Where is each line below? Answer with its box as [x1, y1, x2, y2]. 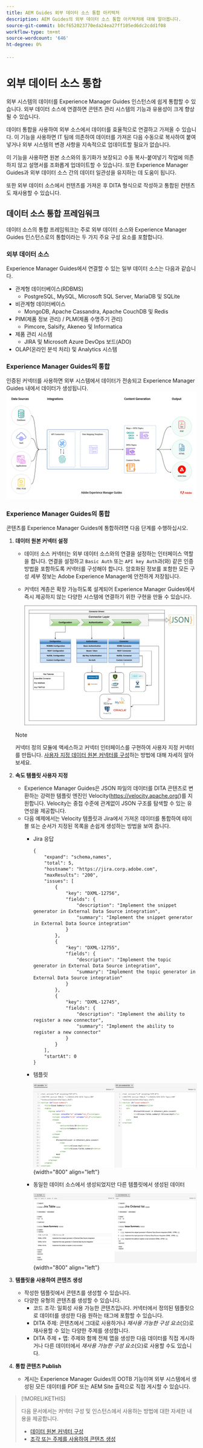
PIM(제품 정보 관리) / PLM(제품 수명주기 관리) [14, 315, 123, 323]
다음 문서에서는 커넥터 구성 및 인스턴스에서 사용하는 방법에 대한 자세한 [21, 1407, 186, 1414]
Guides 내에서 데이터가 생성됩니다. [6, 384, 89, 392]
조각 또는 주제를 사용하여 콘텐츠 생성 [30, 1435, 116, 1443]
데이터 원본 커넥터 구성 [30, 1427, 84, 1435]
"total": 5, [44, 860, 74, 866]
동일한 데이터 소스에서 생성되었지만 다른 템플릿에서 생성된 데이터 [33, 1180, 185, 1188]
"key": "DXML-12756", [65, 890, 120, 896]
